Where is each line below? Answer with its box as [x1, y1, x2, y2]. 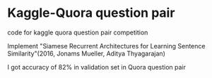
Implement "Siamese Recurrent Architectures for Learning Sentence [7, 41, 206, 50]
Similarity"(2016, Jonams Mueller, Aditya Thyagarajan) [7, 49, 166, 58]
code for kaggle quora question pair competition [7, 28, 148, 37]
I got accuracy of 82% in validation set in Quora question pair [7, 63, 186, 71]
